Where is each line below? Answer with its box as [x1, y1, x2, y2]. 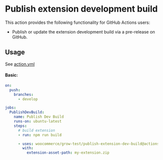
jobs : [5, 106, 16, 110]
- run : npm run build [17, 132, 62, 137]
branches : [14, 92, 34, 97]
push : [9, 88, 21, 92]
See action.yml [5, 61, 35, 67]
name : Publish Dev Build [14, 114, 64, 120]
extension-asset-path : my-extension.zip [26, 150, 110, 155]
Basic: [5, 72, 18, 78]
